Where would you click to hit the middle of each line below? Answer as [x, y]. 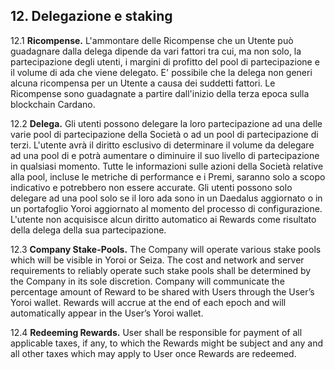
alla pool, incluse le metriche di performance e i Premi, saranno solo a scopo [168, 176]
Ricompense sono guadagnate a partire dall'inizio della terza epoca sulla [160, 93]
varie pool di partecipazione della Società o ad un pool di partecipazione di [164, 134]
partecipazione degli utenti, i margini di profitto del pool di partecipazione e [165, 61]
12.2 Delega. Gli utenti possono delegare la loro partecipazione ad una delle [166, 123]
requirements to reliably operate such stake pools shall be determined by [161, 270]
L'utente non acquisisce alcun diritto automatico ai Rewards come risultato [163, 219]
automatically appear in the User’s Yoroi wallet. [107, 313]
